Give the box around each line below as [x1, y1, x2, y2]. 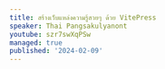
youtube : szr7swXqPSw [9, 30, 92, 39]
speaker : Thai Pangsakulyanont [9, 22, 128, 30]
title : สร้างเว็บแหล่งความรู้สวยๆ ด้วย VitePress [9, 13, 157, 22]
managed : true [9, 38, 63, 47]
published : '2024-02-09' [9, 47, 103, 56]
